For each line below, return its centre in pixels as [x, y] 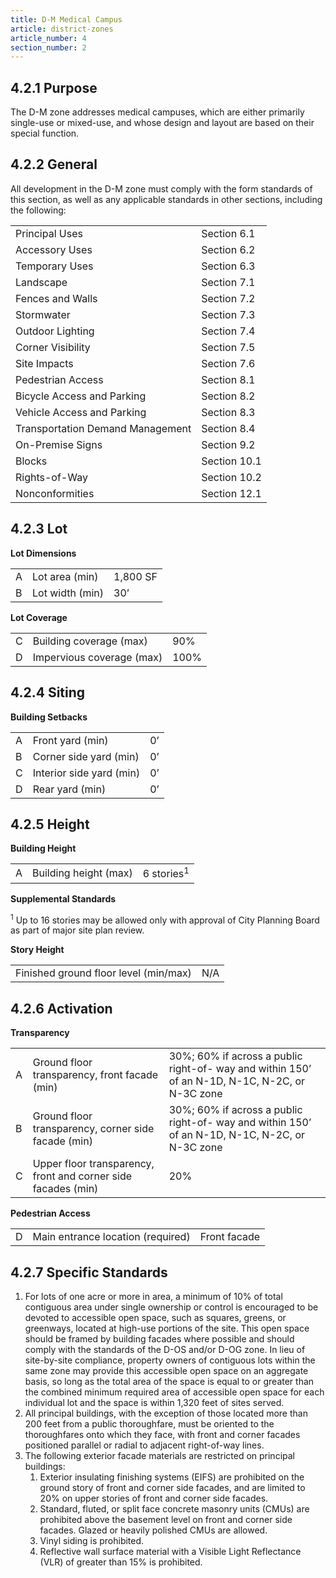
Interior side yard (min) [86, 773]
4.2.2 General [54, 164]
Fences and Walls [56, 298]
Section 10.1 [231, 461]
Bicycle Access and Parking [81, 396]
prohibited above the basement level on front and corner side [166, 1519]
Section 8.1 [228, 379]
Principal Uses [49, 233]
